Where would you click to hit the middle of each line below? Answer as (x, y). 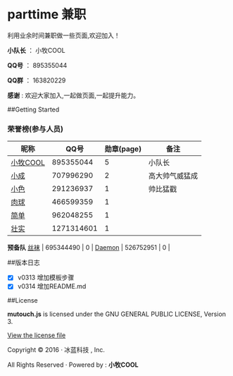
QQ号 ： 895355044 (37, 65)
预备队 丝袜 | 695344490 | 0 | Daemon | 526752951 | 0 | (89, 248)
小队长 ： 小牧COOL (36, 50)
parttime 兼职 (47, 14)
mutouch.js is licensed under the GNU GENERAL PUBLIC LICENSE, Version (117, 314)
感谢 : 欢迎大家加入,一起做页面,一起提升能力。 (73, 95)
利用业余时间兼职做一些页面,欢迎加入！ (64, 35)
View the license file (37, 335)
